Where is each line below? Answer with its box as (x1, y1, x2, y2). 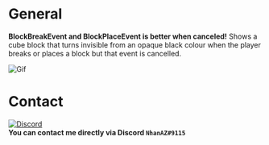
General (8, 5, 63, 23)
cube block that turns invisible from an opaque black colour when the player (8, 39, 262, 49)
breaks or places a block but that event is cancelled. (8, 48, 182, 58)
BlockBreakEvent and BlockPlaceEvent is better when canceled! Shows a (8, 31, 258, 41)
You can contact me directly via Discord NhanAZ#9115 (8, 127, 186, 137)
